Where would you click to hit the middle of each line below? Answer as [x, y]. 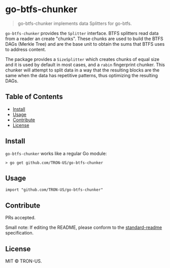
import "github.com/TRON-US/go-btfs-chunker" [54, 190]
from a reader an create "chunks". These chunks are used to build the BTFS [84, 39]
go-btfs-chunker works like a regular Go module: [56, 153]
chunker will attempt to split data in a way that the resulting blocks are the [82, 70]
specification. [20, 233]
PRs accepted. [21, 218]
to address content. [26, 49]
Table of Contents [34, 97]
